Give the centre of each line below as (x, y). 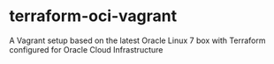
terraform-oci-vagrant (93, 16)
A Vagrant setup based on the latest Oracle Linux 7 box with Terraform (137, 40)
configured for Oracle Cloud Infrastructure (86, 49)
